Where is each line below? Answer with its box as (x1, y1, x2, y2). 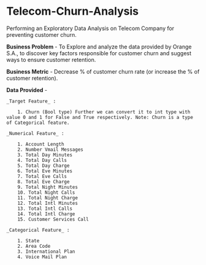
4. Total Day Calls (17, 157, 67, 163)
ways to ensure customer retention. (6, 56, 96, 63)
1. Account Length (17, 141, 64, 147)
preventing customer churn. (6, 31, 77, 38)
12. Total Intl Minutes (17, 200, 78, 206)
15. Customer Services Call (17, 216, 89, 222)
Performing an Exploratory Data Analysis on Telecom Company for (6, 25, 175, 32)
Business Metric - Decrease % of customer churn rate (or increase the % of (6, 67, 200, 75)
